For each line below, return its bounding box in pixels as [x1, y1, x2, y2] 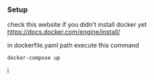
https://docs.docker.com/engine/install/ [7, 28, 120, 36]
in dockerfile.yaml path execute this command [7, 41, 139, 50]
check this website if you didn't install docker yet [7, 21, 147, 29]
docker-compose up [7, 54, 60, 61]
